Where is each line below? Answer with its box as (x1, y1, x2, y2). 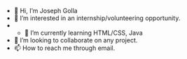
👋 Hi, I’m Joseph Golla (13, 7, 78, 15)
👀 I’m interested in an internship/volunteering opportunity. (13, 14, 181, 22)
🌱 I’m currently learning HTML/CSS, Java (24, 28, 144, 37)
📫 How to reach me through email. (13, 44, 116, 52)
